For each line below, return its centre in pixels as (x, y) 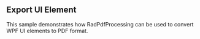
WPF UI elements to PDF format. (47, 31)
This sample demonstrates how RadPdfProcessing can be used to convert (100, 24)
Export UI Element (41, 10)
